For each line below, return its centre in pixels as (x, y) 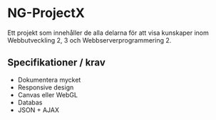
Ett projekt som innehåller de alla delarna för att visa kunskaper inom (108, 33)
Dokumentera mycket (49, 80)
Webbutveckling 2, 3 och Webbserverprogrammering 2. (89, 40)
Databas (30, 102)
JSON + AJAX (38, 110)
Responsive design (46, 87)
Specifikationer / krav (56, 63)
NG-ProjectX (46, 13)
